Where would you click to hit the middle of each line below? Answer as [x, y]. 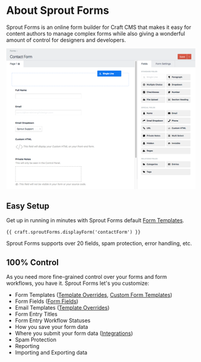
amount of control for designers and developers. [66, 40]
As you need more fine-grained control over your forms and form [86, 277]
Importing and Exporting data [51, 352]
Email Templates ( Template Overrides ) [62, 308]
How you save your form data [51, 327]
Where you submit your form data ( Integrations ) [74, 333]
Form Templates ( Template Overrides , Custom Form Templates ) [94, 295]
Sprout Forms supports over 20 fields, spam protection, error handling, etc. [99, 243]
